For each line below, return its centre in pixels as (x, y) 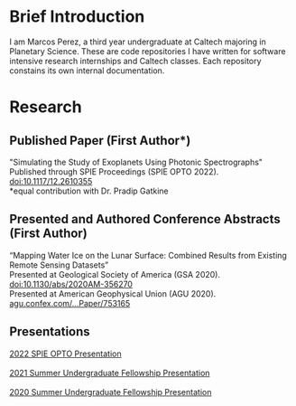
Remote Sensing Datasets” (59, 265)
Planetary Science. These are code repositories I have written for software (148, 51)
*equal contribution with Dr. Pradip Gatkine (89, 191)
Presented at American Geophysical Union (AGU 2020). (113, 293)
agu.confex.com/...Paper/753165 (70, 303)
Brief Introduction (77, 17)
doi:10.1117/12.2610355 (51, 181)
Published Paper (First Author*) (100, 141)
